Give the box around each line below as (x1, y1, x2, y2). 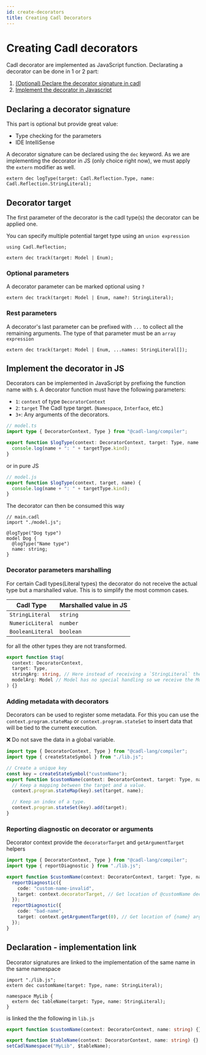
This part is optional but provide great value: (6, 120, 118, 128)
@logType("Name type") (12, 541, 70, 547)
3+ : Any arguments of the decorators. (15, 411, 110, 418)
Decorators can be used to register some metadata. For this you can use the (6, 711, 199, 718)
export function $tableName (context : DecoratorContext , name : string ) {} (6, 1037, 199, 1043)
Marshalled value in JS (59, 600, 128, 609)
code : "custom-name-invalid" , (17, 885, 95, 891)
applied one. (6, 220, 38, 228)
